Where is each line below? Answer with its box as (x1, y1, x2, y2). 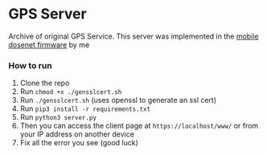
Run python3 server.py (19, 112, 97, 122)
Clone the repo (19, 78, 70, 88)
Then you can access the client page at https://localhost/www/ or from (19, 121, 259, 131)
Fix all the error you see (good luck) (19, 138, 139, 148)
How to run (8, 59, 52, 71)
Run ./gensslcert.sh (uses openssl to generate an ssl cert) (19, 96, 217, 105)
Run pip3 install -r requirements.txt (19, 104, 151, 113)
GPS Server (8, 5, 87, 23)
